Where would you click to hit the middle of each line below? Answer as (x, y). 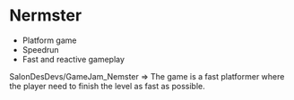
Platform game (49, 40)
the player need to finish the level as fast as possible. (107, 86)
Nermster (46, 16)
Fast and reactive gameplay (73, 59)
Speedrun (41, 49)
